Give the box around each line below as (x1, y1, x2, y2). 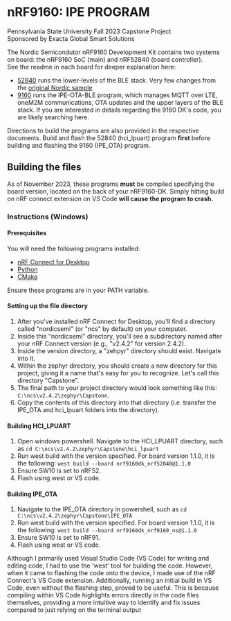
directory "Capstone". (17, 376, 80, 385)
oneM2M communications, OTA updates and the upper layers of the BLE (17, 98, 223, 106)
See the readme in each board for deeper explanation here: (7, 62, 176, 71)
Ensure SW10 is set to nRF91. (17, 534, 100, 542)
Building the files (7, 161, 82, 173)
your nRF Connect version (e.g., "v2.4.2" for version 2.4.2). (17, 339, 186, 348)
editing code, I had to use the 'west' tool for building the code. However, (7, 561, 213, 570)
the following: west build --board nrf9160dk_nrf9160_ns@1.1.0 (17, 526, 197, 534)
